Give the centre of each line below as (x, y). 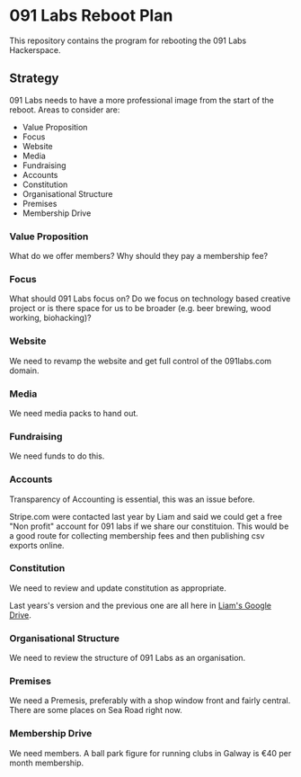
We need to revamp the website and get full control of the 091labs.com (141, 361)
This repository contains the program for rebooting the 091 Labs (128, 40)
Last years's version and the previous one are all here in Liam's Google (141, 605)
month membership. (47, 763)
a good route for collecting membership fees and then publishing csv (137, 535)
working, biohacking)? (50, 318)
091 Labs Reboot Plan (91, 16)
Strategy (34, 79)
